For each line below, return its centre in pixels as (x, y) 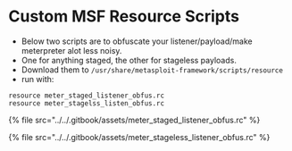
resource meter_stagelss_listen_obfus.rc (87, 103)
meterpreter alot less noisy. (71, 50)
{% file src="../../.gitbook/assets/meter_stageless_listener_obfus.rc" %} (139, 137)
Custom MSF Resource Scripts (124, 17)
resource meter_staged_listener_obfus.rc (87, 96)
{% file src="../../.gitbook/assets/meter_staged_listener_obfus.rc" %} (134, 120)
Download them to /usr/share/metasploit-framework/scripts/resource (152, 70)
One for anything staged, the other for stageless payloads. (129, 60)
